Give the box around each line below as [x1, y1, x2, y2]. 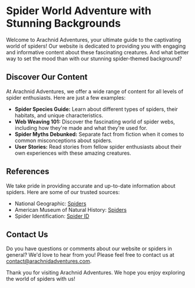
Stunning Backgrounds [6, 17, 121, 30]
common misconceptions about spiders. [14, 137, 113, 144]
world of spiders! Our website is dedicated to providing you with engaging [6, 42, 186, 50]
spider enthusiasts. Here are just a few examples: [6, 94, 126, 101]
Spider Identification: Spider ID [14, 212, 90, 220]
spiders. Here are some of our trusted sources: [6, 188, 120, 195]
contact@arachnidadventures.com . [6, 258, 92, 265]
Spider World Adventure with [6, 4, 151, 18]
